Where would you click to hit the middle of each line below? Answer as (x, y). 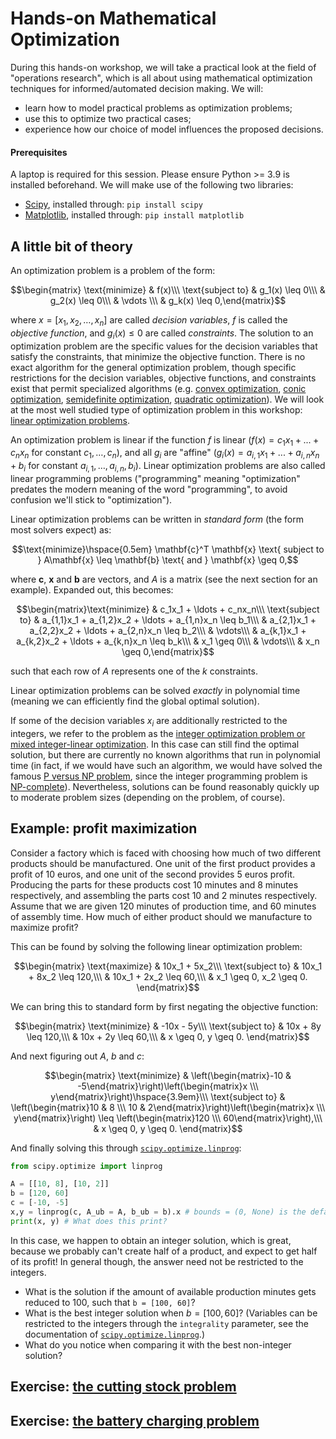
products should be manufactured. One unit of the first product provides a (163, 863)
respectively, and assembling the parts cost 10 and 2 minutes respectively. (164, 895)
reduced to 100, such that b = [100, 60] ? (110, 1302)
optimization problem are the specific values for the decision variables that (164, 346)
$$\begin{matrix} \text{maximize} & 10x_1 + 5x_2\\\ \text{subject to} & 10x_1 (168, 966)
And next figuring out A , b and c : (77, 1056)
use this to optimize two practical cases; (108, 118)
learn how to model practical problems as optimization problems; (158, 108)
